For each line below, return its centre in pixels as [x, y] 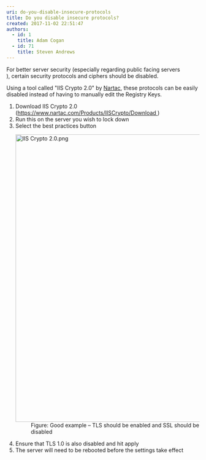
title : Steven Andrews [46, 52]
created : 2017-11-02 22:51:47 [45, 23]
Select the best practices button [56, 126]
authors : [17, 29]
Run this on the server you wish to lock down [72, 119]
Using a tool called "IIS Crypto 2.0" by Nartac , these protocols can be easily [102, 88]
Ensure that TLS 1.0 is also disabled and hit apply [77, 443]
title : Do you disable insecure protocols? [63, 18]
